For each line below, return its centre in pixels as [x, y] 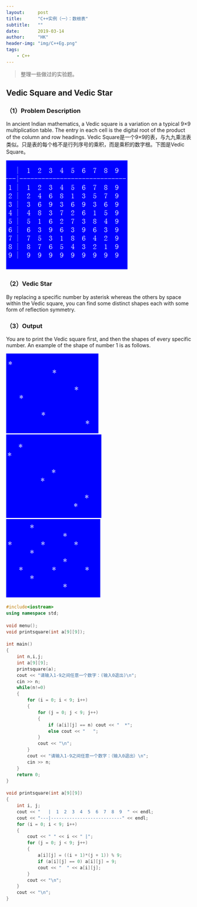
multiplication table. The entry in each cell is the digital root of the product [96, 130]
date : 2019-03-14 [35, 31]
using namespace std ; [33, 613]
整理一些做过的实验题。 [49, 74]
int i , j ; [29, 806]
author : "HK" [27, 37]
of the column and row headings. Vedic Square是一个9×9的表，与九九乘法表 [99, 137]
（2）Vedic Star [29, 284]
